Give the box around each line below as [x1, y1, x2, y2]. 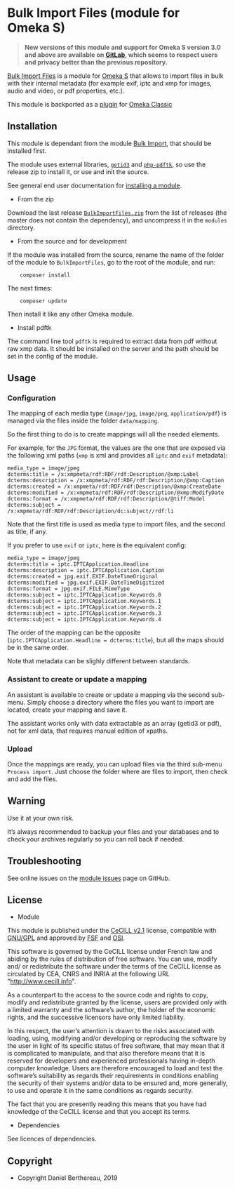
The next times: [7, 284, 53, 292]
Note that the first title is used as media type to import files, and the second [7, 520, 226, 529]
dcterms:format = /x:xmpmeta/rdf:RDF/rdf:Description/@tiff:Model [7, 496, 206, 503]
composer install [20, 272, 71, 279]
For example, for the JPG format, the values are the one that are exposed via [7, 444, 226, 452]
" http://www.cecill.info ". [7, 977, 76, 985]
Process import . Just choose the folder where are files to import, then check [7, 767, 228, 776]
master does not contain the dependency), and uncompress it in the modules [7, 215, 228, 224]
